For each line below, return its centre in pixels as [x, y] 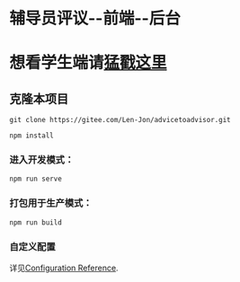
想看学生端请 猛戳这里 [89, 63]
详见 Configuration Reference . [64, 268]
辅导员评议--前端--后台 [95, 18]
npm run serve [36, 179]
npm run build [36, 222]
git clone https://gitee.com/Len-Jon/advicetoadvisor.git [120, 120]
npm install [31, 136]
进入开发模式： [42, 160]
